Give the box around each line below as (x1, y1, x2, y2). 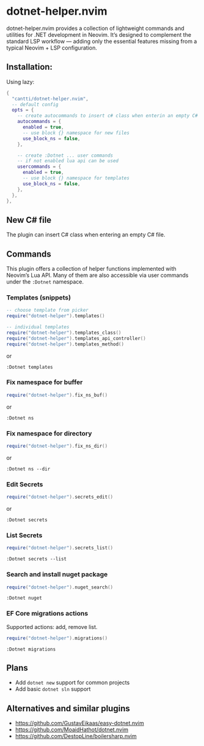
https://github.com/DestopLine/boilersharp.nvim (15, 733, 137, 740)
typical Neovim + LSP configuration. (6, 44, 98, 51)
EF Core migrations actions (6, 609, 89, 618)
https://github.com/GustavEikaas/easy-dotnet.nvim (15, 720, 145, 727)
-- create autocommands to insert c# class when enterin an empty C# (17, 113, 199, 119)
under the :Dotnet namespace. (6, 278, 84, 285)
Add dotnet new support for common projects (15, 679, 130, 687)
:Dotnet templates (6, 364, 53, 370)
